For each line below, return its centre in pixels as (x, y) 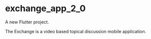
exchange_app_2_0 (45, 9)
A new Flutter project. (27, 22)
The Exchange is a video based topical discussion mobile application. (76, 31)
